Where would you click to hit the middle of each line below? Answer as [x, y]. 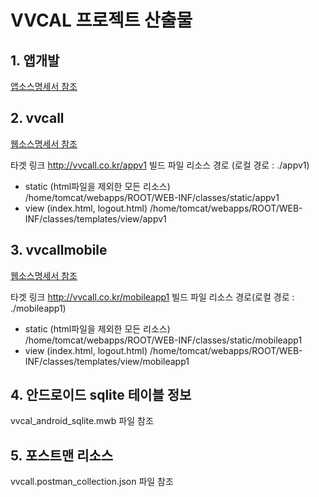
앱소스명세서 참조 [44, 86]
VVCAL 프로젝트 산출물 [101, 20]
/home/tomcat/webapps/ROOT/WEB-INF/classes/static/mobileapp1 [163, 340]
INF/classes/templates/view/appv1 [95, 218]
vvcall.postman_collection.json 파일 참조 [92, 482]
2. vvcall [37, 118]
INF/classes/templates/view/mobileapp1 [107, 361]
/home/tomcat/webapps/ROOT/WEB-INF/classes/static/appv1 [152, 197]
